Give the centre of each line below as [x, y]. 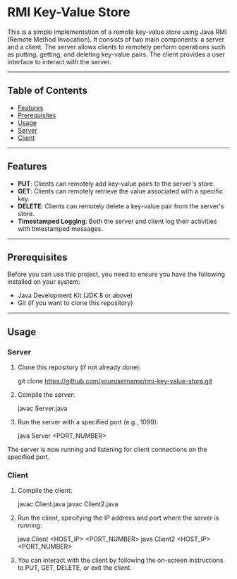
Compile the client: [45, 491]
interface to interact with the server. [59, 61]
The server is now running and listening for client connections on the [107, 450]
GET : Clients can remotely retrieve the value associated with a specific [120, 191]
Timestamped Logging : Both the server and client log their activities [117, 221]
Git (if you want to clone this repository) [75, 303]
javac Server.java [42, 408]
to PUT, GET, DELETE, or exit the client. [74, 568]
